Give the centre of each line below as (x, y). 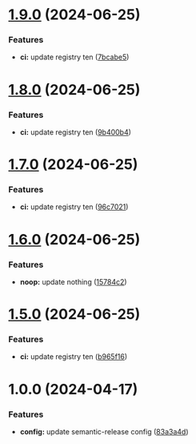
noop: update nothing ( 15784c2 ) (73, 281)
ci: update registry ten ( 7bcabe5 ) (74, 57)
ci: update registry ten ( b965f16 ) (74, 357)
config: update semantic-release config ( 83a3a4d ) (104, 431)
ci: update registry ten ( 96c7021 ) (74, 207)
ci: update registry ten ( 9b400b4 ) (76, 132)
